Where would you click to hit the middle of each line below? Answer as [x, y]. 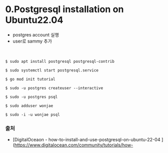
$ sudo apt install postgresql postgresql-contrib [60, 61]
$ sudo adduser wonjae [29, 106]
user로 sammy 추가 [32, 41]
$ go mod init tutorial [30, 79]
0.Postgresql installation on [65, 9]
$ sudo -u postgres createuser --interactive [54, 88]
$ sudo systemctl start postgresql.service [52, 70]
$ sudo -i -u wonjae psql [32, 114]
